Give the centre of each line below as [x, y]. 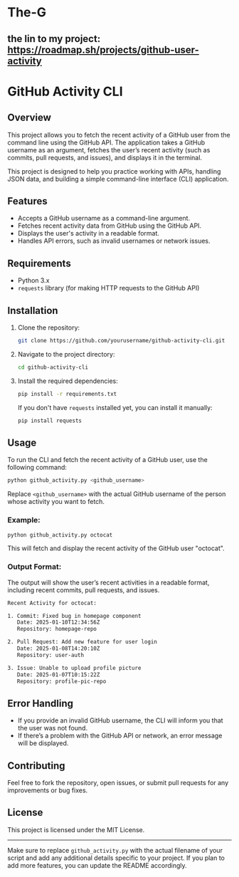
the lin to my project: [54, 39]
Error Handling [40, 703]
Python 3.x [33, 280]
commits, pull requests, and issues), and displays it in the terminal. [105, 157]
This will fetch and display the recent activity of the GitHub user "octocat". [116, 548]
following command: [37, 468]
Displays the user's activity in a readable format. [89, 233]
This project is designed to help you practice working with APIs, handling [114, 171]
